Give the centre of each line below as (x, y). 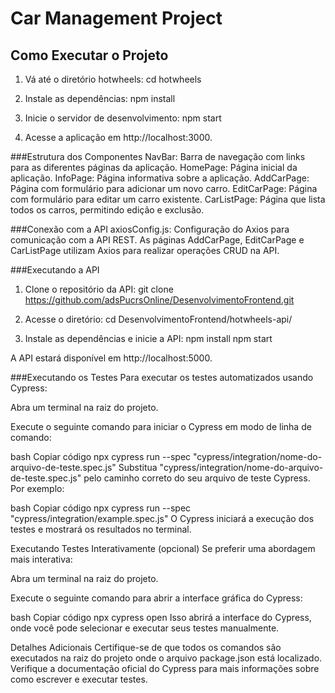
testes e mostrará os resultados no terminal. (101, 529)
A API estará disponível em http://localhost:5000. (111, 358)
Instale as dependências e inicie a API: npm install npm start (148, 338)
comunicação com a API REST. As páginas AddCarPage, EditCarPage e (157, 240)
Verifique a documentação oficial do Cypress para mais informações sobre (165, 668)
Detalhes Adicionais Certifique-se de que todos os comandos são (146, 647)
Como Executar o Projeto (89, 55)
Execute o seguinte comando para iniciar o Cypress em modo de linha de (161, 426)
